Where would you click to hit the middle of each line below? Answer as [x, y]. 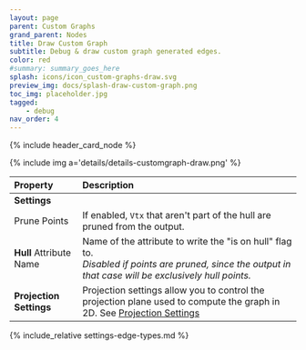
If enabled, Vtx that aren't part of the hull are [176, 215]
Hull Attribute [42, 253]
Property [34, 185]
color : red [30, 60]
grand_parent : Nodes [49, 35]
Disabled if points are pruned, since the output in [186, 265]
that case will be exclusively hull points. [166, 275]
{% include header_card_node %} [73, 145]
